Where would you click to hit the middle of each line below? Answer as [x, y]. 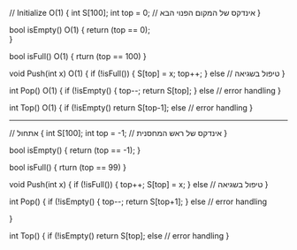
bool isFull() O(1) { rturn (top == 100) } [78, 56]
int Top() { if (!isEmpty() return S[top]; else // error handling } [119, 236]
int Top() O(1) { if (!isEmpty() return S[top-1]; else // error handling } [131, 108]
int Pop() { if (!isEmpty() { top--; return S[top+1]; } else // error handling [138, 201]
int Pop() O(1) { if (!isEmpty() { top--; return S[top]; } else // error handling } [145, 91]
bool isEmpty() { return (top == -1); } [75, 150]
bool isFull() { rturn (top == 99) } [68, 167]
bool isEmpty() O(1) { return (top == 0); [80, 30]
